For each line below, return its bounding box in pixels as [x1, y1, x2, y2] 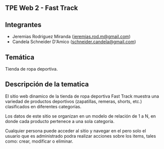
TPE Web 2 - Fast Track [5, 4, 78, 12]
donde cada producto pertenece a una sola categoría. [5, 118, 115, 124]
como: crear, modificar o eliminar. [5, 138, 73, 144]
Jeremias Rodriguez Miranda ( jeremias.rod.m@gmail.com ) [12, 34, 131, 40]
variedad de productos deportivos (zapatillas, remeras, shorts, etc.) [5, 98, 142, 104]
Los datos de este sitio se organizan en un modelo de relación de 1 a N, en [5, 113, 156, 119]
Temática [5, 53, 34, 61]
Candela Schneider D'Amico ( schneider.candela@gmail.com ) [12, 39, 136, 45]
